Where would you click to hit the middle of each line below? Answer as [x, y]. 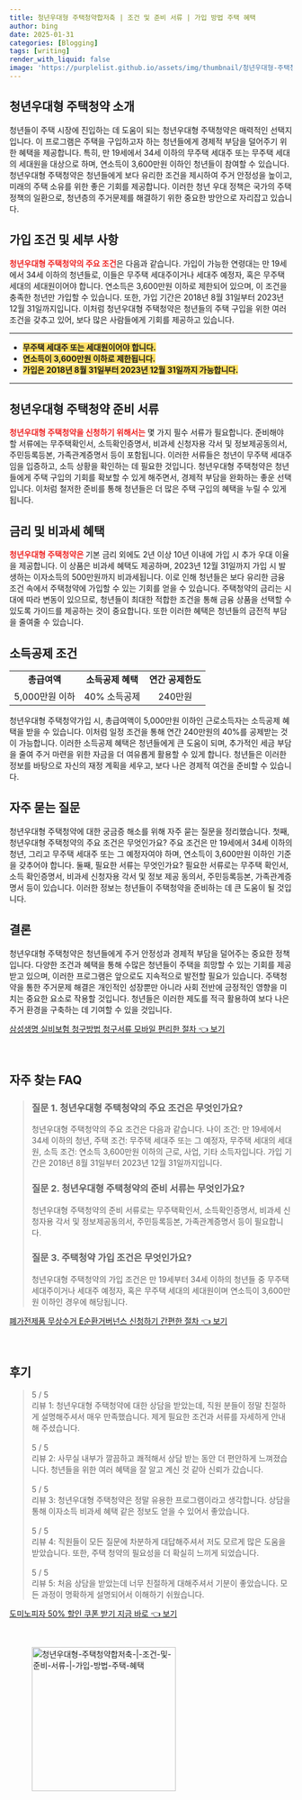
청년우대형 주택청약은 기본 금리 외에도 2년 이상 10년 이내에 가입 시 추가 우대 [141, 555]
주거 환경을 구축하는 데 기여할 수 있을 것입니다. [91, 1009]
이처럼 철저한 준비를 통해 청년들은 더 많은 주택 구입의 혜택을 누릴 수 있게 [161, 489]
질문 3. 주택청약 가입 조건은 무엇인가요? [111, 1258]
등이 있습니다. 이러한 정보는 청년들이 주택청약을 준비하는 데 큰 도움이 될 [151, 887]
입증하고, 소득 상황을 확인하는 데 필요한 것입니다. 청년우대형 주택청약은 [149, 466]
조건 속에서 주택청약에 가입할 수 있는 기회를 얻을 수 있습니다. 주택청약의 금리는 [146, 588]
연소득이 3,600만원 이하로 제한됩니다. [89, 358]
